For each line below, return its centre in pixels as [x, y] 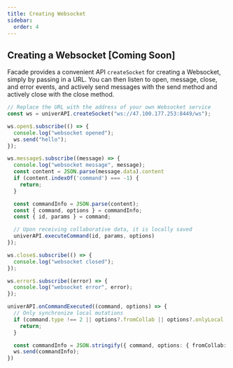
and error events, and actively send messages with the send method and [112, 87]
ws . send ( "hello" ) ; [41, 139]
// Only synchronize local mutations [69, 313]
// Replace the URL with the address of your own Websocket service [109, 107]
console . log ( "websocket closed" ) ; [64, 261]
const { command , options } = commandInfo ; [78, 210]
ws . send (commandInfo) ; [47, 352]
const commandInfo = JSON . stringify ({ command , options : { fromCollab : [120, 345]
